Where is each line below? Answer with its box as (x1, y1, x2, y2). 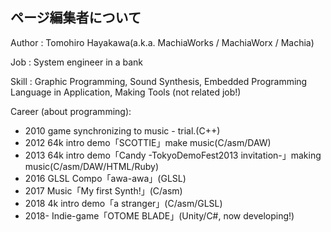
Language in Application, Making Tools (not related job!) (10, 86, 242, 98)
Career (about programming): (10, 105, 132, 117)
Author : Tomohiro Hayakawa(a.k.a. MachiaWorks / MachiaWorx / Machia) (10, 36, 315, 48)
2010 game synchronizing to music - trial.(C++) (24, 124, 221, 137)
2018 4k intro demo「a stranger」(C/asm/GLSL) (24, 197, 223, 209)
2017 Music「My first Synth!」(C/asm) (24, 184, 183, 197)
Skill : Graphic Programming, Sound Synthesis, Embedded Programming (10, 75, 308, 87)
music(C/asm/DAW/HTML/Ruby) (24, 160, 159, 172)
